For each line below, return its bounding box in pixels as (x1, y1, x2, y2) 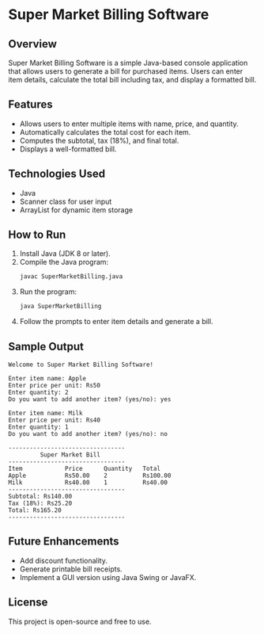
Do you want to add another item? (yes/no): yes (8, 395, 172, 403)
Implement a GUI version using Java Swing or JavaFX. (19, 572, 197, 582)
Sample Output (8, 339, 85, 353)
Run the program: (19, 287, 77, 296)
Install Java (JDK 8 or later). (19, 249, 111, 258)
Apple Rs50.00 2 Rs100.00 (8, 472, 172, 479)
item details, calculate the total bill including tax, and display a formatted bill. (8, 75, 257, 84)
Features (8, 97, 53, 112)
